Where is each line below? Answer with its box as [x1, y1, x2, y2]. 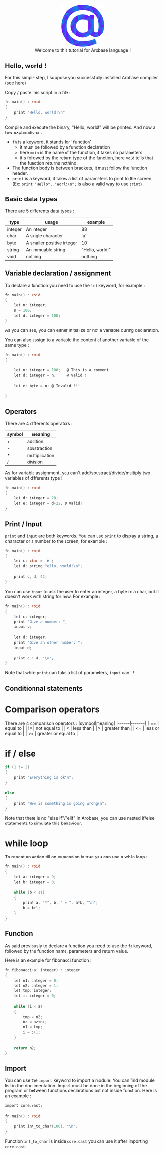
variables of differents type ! [5, 475, 63, 481]
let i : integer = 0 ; [14, 993, 56, 999]
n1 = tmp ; [23, 1024, 43, 1030]
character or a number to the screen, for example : [5, 538, 108, 544]
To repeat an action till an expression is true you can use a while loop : [5, 854, 148, 860]
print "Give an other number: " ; [14, 640, 83, 645]
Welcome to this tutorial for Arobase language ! [35, 47, 131, 53]
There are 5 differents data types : [5, 208, 75, 214]
